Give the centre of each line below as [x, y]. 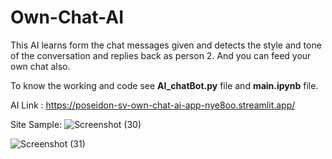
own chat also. [40, 66]
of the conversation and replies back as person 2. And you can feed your [161, 55]
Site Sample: [36, 124]
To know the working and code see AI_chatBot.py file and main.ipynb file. [164, 85]
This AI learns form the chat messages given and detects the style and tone [166, 45]
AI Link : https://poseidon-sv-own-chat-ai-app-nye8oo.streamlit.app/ [153, 105]
